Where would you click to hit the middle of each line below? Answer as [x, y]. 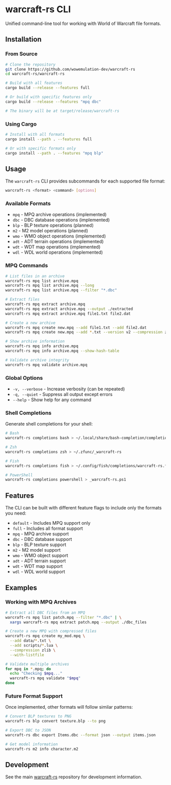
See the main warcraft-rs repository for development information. [74, 777]
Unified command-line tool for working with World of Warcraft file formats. [83, 23]
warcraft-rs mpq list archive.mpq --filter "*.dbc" [61, 290]
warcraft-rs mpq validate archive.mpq [46, 365]
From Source [21, 54]
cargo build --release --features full [48, 88]
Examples [21, 587]
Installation [23, 39]
